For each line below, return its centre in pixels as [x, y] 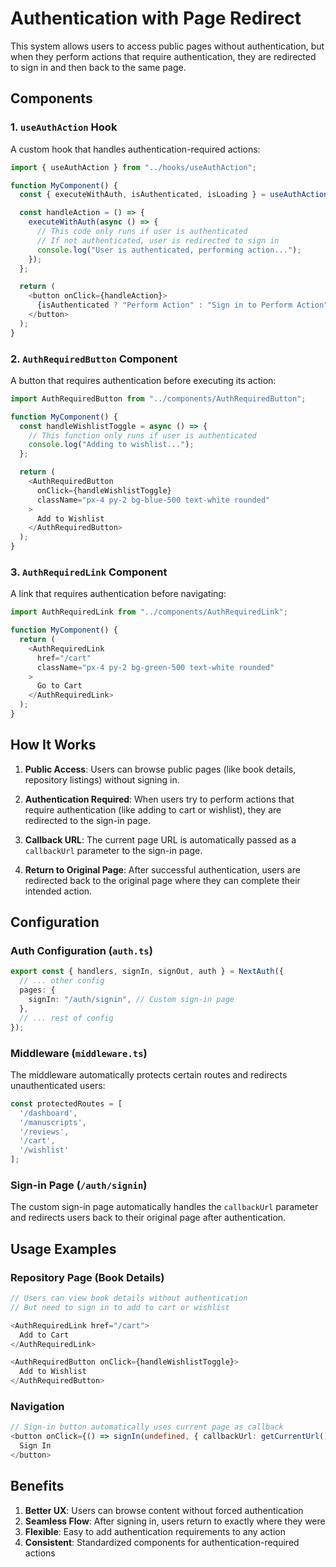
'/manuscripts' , [53, 1122]
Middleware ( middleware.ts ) [79, 1053]
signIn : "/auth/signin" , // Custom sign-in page [131, 1000]
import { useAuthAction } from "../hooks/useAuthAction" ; [133, 167]
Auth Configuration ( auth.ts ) [81, 951]
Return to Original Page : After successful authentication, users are [162, 869]
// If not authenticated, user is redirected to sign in [158, 240]
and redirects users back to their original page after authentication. [148, 1218]
